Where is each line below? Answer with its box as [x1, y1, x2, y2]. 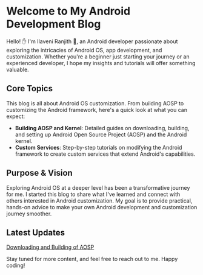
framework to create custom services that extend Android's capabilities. [15, 150, 196, 158]
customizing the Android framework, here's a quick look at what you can [6, 106, 188, 113]
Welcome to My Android [6, 4, 131, 18]
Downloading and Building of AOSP [6, 243, 95, 251]
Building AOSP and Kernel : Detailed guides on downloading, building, [15, 124, 190, 131]
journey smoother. [6, 210, 52, 217]
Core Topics [6, 83, 53, 94]
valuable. [6, 66, 29, 73]
